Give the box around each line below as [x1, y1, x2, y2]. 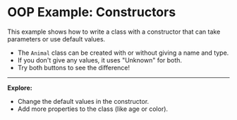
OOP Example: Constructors [7, 4, 176, 20]
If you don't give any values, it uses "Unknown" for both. [17, 55, 182, 64]
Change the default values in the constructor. [17, 97, 150, 105]
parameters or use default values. [7, 34, 106, 43]
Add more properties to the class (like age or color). [17, 105, 168, 113]
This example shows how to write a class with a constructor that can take [7, 27, 221, 36]
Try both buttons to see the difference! [17, 63, 130, 72]
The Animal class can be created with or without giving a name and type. [17, 48, 229, 57]
